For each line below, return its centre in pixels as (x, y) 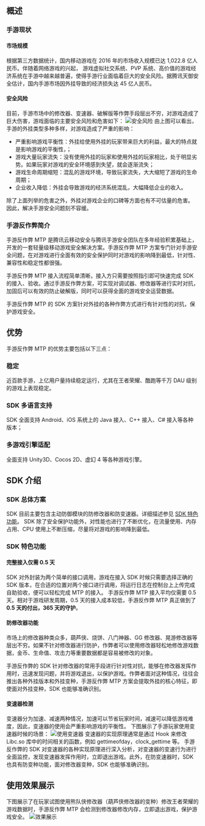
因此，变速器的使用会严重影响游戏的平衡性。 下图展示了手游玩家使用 (103, 726)
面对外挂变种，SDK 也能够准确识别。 (58, 688)
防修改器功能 (22, 623)
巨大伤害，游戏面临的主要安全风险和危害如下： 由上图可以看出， (102, 120)
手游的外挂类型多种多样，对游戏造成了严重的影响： (70, 128)
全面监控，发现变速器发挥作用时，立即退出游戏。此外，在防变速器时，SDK (100, 756)
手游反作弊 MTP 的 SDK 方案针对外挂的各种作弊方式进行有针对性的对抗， (98, 304)
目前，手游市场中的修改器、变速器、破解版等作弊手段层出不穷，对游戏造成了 (103, 113)
